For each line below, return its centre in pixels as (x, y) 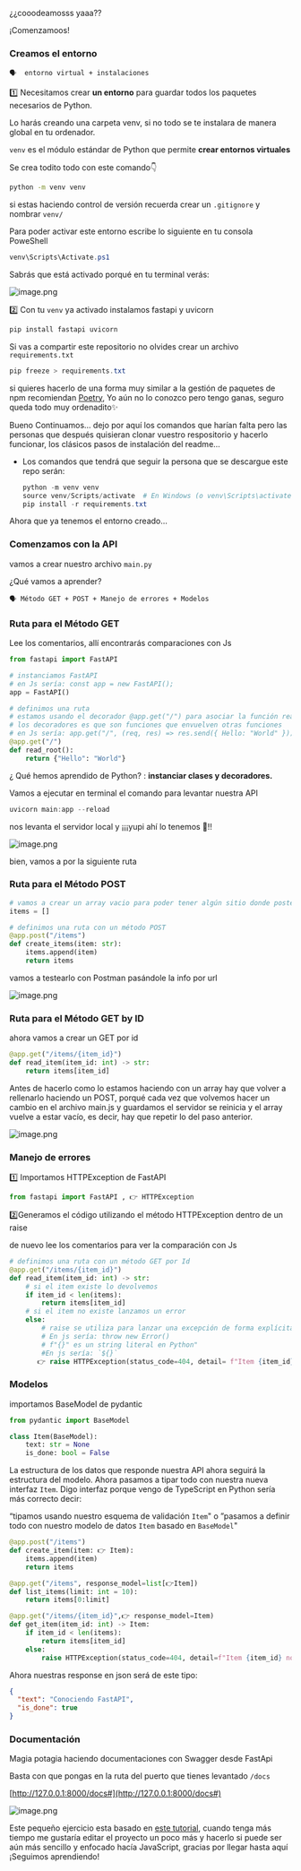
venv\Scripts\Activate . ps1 (60, 258)
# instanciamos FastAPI (54, 676)
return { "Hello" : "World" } (76, 758)
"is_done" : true (47, 1708)
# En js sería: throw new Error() (106, 1336)
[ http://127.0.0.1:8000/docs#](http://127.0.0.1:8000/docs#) (116, 1793)
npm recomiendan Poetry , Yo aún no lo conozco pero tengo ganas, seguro (146, 397)
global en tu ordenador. (52, 133)
